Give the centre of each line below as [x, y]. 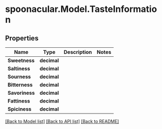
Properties [22, 38]
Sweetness [21, 61]
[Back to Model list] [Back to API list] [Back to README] [62, 121]
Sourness [19, 77]
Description [78, 52]
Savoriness [21, 93]
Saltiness [19, 68]
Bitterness [20, 85]
